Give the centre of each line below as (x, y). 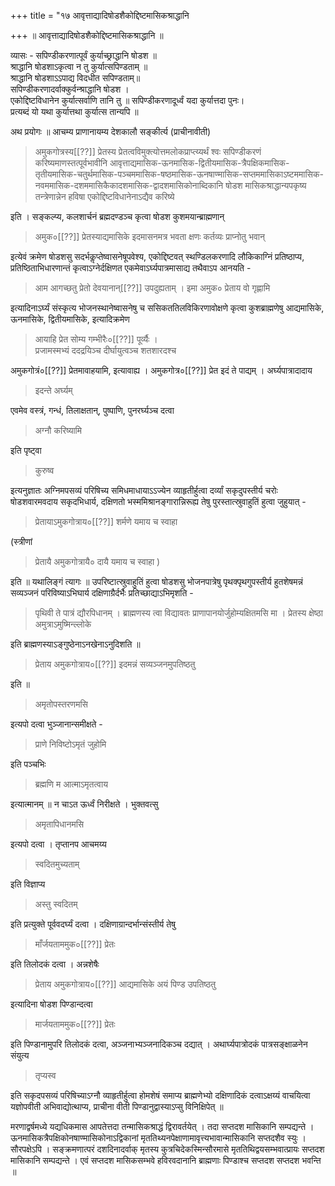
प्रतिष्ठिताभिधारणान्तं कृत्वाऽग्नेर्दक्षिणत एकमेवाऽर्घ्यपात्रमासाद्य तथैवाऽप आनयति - (131, 268)
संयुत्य (20, 1055)
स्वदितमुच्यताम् (57, 864)
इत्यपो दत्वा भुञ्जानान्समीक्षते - (56, 724)
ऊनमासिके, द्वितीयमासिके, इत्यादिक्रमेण (70, 319)
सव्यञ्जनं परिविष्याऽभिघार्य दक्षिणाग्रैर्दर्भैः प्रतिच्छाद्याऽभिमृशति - (102, 593)
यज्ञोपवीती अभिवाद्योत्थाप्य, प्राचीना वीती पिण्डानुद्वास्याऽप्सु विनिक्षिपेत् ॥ (117, 1106)
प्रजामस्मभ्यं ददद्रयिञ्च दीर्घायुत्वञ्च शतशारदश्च (105, 350)
